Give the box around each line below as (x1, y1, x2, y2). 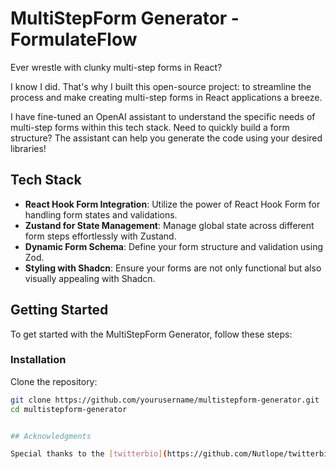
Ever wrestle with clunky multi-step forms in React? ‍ (10, 61, 225, 73)
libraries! (10, 142, 47, 154)
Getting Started (10, 302, 109, 319)
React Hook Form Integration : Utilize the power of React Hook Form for (24, 198, 321, 210)
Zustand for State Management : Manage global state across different (24, 219, 315, 231)
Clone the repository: (10, 375, 98, 387)
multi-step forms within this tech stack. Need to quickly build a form (10, 121, 290, 133)
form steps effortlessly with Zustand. (24, 230, 177, 242)
